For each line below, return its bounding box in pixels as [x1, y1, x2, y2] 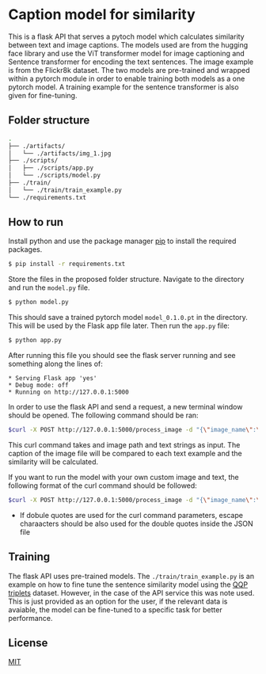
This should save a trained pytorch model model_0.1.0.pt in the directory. [8, 313, 248, 322]
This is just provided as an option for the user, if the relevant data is [8, 596, 228, 606]
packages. [8, 245, 43, 254]
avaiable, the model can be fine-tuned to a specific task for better [8, 604, 223, 615]
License [8, 636, 48, 650]
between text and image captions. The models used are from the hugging [8, 40, 249, 49]
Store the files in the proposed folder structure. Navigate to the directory [8, 275, 245, 284]
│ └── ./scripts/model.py [8, 172, 101, 180]
